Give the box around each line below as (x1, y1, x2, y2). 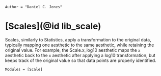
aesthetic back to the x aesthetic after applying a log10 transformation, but (5, 52, 156, 58)
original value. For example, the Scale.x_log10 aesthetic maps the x (5, 47, 141, 53)
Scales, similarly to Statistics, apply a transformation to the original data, (5, 37, 151, 42)
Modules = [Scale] (5, 67, 43, 72)
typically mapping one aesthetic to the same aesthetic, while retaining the (5, 42, 154, 48)
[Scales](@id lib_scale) (5, 21, 102, 32)
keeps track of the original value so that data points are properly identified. (5, 57, 156, 63)
